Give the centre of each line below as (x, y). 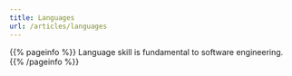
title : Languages (42, 18)
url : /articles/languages (58, 26)
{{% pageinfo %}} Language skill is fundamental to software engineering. (146, 52)
